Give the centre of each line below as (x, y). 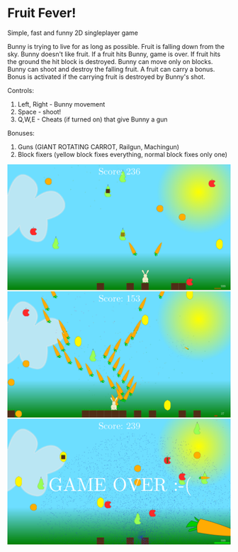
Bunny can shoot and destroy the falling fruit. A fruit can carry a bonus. (111, 69)
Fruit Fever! (42, 13)
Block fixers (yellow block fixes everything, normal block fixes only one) (123, 154)
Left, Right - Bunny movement (61, 104)
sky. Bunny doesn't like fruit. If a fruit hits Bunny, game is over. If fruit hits (114, 54)
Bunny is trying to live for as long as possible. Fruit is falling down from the (116, 46)
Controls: (21, 90)
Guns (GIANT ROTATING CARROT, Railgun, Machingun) (98, 146)
